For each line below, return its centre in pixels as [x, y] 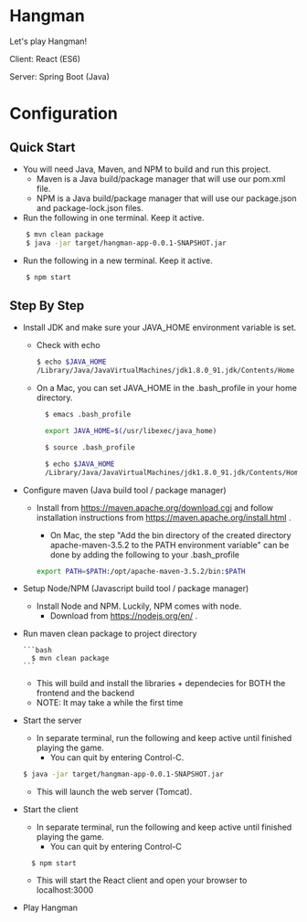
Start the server [52, 721]
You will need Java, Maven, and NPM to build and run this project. [147, 169]
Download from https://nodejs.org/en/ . [124, 616]
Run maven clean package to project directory [110, 634]
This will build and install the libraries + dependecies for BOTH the [161, 684]
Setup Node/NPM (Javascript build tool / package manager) [136, 588]
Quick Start [42, 147]
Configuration [64, 114]
